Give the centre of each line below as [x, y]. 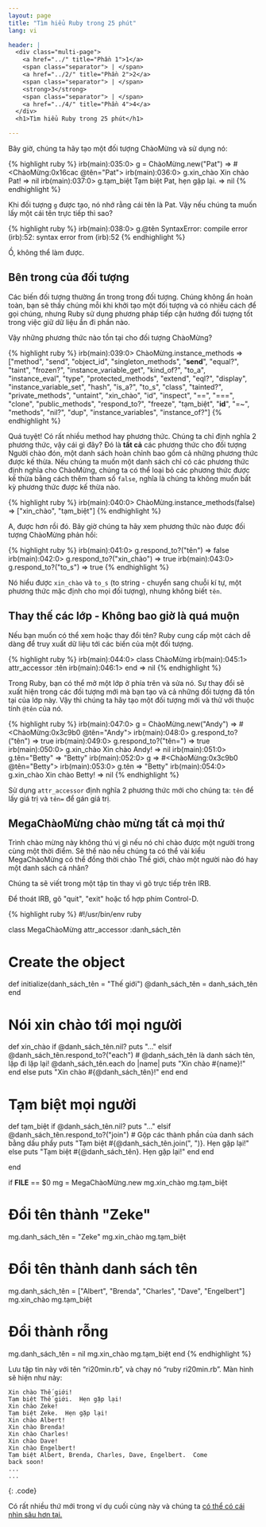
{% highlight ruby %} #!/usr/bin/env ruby [75, 914]
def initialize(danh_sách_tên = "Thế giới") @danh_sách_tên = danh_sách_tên [133, 984]
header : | [25, 45]
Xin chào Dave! [33, 1441]
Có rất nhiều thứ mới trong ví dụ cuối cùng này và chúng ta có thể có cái [126, 1506]
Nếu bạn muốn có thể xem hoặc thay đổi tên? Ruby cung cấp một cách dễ [130, 635]
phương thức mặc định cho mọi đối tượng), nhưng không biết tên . [115, 591]
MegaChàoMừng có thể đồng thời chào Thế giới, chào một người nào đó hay [133, 859]
